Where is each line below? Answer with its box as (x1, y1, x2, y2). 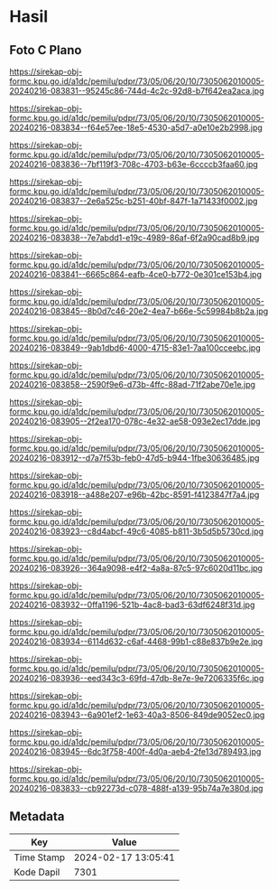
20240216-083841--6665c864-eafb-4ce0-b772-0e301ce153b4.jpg (9, 269, 262, 279)
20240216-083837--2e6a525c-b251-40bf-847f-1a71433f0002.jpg (9, 196, 258, 206)
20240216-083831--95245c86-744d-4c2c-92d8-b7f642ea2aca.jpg (9, 86, 264, 96)
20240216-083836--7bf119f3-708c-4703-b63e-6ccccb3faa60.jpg (9, 159, 259, 169)
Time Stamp (14, 851, 66, 864)
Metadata (9, 809, 65, 824)
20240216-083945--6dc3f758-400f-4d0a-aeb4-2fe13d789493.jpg (9, 746, 262, 756)
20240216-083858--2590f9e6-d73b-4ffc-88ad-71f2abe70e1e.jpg (9, 379, 255, 389)
